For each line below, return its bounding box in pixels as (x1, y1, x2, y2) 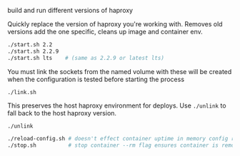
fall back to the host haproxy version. (7, 108, 116, 117)
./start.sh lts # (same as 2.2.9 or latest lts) (7, 54, 164, 61)
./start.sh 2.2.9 (7, 48, 59, 55)
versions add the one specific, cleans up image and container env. (7, 28, 204, 36)
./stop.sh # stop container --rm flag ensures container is (7, 142, 219, 149)
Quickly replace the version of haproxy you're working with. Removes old (7, 20, 223, 28)
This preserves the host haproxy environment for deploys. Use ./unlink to (7, 101, 226, 110)
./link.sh (7, 88, 37, 95)
